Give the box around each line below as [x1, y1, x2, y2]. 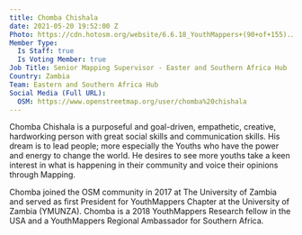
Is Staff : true [17, 47, 75, 56]
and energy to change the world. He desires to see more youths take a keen [9, 150, 290, 161]
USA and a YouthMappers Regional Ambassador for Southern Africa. [9, 215, 264, 226]
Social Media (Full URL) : [9, 88, 106, 97]
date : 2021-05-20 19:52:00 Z [9, 22, 119, 31]
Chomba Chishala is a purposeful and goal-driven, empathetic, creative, [9, 122, 277, 132]
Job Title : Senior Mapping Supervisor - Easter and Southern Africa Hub [9, 64, 288, 73]
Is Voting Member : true [17, 55, 106, 64]
